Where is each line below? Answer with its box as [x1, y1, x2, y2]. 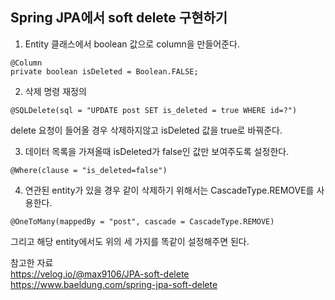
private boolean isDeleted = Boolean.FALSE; [10, 66, 199, 77]
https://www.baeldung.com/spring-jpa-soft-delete [10, 278, 218, 290]
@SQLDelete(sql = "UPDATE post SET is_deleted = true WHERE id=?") [10, 105, 298, 115]
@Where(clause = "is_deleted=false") [10, 165, 168, 175]
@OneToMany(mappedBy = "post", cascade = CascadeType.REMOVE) [10, 216, 275, 227]
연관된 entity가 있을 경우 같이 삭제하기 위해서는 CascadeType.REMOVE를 [24, 184, 315, 196]
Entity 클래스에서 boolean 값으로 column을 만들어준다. [24, 38, 240, 50]
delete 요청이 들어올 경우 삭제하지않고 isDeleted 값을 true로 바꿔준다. [10, 124, 283, 136]
